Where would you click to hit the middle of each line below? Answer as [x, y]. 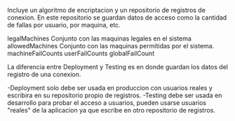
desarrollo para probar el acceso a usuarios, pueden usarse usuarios [107, 103]
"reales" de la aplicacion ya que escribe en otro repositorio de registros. [112, 110]
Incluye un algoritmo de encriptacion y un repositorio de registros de [106, 10]
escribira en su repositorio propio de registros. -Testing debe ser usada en [115, 95]
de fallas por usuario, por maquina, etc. [64, 25]
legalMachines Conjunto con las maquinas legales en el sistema [99, 38]
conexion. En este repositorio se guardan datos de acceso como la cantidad [117, 17]
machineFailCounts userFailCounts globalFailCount [81, 53]
